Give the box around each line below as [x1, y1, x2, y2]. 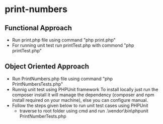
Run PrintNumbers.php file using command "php [12, 76, 113, 82]
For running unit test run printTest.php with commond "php [12, 42, 134, 48]
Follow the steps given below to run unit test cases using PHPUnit [12, 102, 148, 108]
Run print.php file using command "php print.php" [12, 37, 116, 43]
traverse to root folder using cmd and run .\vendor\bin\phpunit [19, 107, 149, 114]
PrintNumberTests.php [19, 113, 66, 119]
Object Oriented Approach [5, 62, 89, 71]
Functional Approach [5, 24, 72, 32]
